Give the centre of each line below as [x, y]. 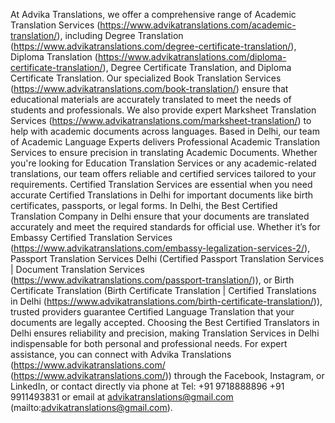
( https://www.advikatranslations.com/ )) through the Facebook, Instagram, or [167, 375]
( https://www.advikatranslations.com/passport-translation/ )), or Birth [152, 280]
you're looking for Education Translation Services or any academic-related [163, 163]
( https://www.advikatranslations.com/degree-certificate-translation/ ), [153, 46]
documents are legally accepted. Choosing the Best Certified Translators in [165, 322]
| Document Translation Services [77, 269]
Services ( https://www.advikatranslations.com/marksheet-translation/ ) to [161, 120]
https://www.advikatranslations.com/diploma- [192, 57]
